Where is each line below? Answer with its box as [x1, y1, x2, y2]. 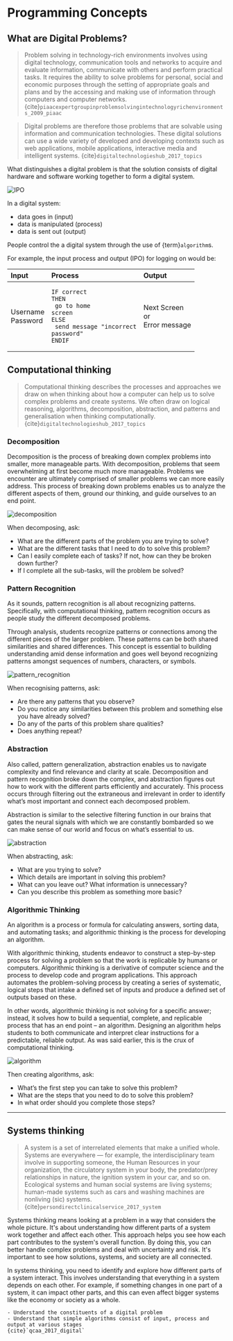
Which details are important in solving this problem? [17, 873, 166, 881]
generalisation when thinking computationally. [24, 411, 156, 420]
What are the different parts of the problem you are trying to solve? [17, 537, 209, 545]
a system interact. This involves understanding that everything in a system [7, 1273, 220, 1281]
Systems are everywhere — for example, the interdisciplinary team [24, 1150, 215, 1159]
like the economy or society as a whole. [7, 1295, 121, 1304]
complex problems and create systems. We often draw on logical [24, 397, 210, 405]
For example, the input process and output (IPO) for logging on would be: [7, 255, 216, 262]
